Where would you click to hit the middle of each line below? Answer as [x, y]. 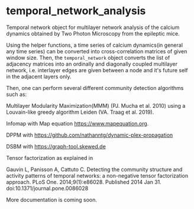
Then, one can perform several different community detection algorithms [95, 88]
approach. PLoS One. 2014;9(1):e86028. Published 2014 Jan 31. [84, 182]
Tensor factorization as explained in [50, 157]
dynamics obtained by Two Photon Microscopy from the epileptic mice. [93, 33]
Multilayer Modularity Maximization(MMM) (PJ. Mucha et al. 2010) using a [96, 105]
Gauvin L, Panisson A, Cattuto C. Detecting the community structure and [94, 169]
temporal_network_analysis [76, 11]
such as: [17, 94]
